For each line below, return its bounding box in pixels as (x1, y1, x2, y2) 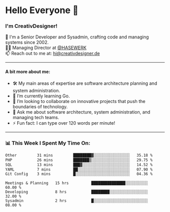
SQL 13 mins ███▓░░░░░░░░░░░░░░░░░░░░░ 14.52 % (5, 162, 153, 167)
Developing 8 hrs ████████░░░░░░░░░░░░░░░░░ (5, 189, 148, 195)
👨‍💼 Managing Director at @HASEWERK (5, 45, 87, 51)
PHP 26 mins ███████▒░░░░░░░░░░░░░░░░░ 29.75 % (5, 157, 153, 163)
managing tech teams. (12, 114, 59, 120)
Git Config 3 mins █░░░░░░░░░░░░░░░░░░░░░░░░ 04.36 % (5, 172, 153, 177)
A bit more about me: (5, 69, 51, 75)
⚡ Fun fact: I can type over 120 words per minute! (12, 120, 115, 126)
